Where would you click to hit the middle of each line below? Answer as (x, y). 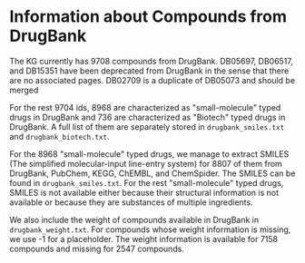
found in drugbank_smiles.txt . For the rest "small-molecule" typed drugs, (147, 182)
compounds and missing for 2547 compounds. (97, 248)
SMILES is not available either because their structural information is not (144, 192)
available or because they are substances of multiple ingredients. (131, 202)
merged (24, 90)
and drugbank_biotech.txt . (59, 136)
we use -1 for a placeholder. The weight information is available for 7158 (144, 239)
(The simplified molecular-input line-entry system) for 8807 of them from (146, 163)
